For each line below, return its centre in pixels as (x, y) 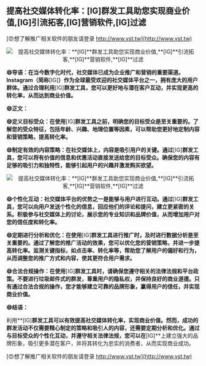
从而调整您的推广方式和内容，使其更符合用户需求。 (71, 258)
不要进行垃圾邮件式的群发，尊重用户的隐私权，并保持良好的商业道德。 (105, 279)
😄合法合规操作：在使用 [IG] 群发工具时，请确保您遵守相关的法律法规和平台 (100, 271)
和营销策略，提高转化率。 (39, 136)
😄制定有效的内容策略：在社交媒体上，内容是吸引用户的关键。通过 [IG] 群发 (100, 150)
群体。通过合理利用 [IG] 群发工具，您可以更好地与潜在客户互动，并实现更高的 (102, 87)
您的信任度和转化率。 (33, 222)
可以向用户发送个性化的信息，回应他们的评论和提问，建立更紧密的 (105, 206)
